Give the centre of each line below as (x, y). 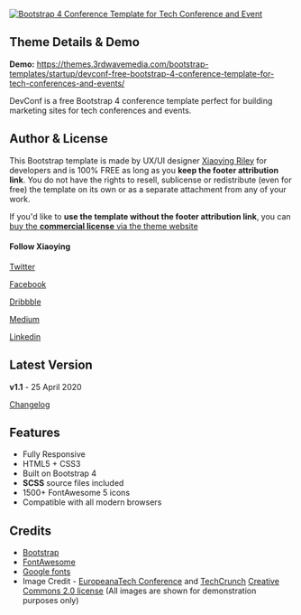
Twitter (23, 266)
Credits (31, 531)
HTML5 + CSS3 (51, 464)
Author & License (59, 139)
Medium (25, 319)
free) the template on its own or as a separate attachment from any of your (148, 189)
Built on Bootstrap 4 (59, 473)
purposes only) (50, 601)
